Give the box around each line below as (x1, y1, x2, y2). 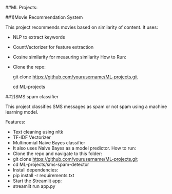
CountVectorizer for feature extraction (12, 44, 94, 50)
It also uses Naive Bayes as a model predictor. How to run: (12, 145, 137, 151)
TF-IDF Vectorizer (12, 134, 51, 140)
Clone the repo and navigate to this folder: (12, 150, 103, 157)
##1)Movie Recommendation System (5, 14, 83, 20)
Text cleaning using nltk (12, 129, 64, 135)
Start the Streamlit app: (12, 178, 62, 184)
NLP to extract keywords (12, 34, 65, 40)
